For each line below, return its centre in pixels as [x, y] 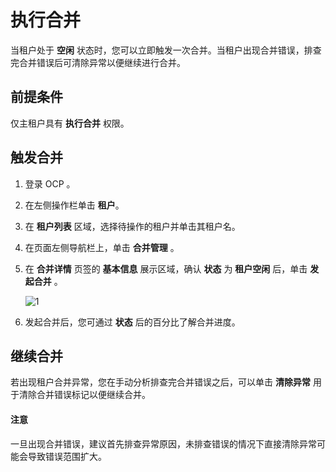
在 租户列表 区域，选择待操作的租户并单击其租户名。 [132, 226]
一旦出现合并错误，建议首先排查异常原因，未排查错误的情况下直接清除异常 [163, 443]
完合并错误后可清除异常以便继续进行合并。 [98, 62]
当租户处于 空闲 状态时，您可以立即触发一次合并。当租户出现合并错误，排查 [166, 50]
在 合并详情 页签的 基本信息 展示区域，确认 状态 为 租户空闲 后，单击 [166, 268]
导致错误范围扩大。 [67, 456]
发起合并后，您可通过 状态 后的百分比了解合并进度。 [132, 322]
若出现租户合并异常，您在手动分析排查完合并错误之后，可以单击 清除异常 [160, 382]
